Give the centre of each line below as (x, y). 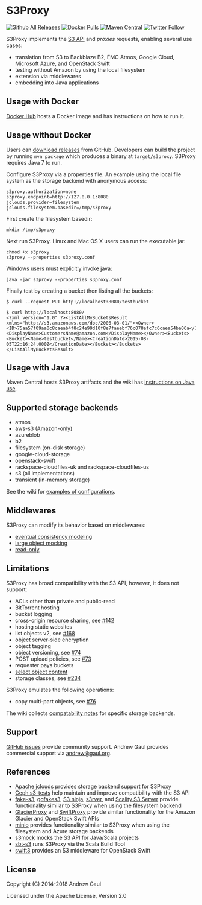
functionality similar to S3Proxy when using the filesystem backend (98, 805)
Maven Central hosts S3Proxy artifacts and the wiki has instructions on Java (100, 382)
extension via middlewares (48, 76)
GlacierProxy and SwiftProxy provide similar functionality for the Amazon (105, 812)
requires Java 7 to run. (34, 162)
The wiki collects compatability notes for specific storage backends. (91, 713)
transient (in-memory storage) (52, 480)
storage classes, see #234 (48, 678)
